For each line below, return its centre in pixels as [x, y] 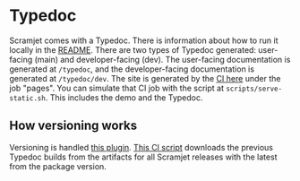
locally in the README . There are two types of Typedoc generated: [133, 49]
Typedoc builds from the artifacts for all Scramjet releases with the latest [143, 157]
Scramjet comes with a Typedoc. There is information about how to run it [144, 40]
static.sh [28, 98]
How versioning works [73, 126]
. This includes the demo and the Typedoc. [124, 97]
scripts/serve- [254, 89]
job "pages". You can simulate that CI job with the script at [117, 88]
